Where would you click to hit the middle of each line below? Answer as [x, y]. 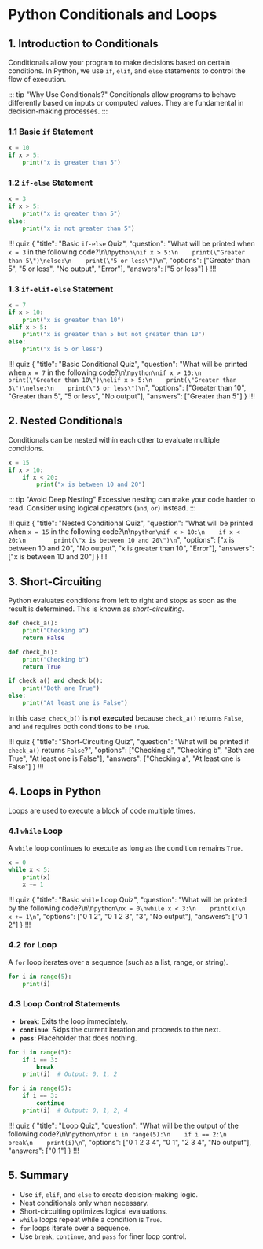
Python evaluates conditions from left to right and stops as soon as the [122, 601]
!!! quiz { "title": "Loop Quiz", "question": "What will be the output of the [124, 1125]
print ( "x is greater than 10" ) [73, 320]
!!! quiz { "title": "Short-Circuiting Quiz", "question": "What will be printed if [129, 741]
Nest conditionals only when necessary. [84, 1203]
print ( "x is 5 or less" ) [63, 349]
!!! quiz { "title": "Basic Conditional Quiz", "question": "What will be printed [128, 365]
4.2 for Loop [33, 945]
